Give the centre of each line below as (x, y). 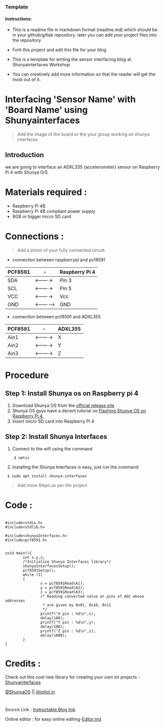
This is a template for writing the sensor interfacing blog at (72, 59)
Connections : (34, 237)
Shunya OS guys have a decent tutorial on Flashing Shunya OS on (79, 411)
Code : (19, 505)
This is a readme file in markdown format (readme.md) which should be (85, 30)
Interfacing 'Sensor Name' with (70, 99)
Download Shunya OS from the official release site (63, 405)
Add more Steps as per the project (52, 485)
